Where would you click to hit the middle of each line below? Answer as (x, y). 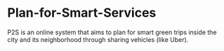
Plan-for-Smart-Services (82, 13)
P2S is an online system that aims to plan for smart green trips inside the (112, 32)
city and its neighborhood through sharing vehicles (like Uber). (98, 39)
